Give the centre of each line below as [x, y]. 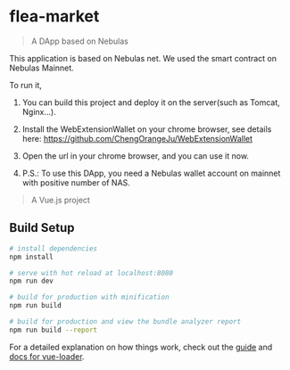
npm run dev [31, 281]
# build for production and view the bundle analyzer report [125, 322]
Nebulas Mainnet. [41, 68]
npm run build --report [54, 330]
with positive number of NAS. [76, 182]
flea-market [54, 16]
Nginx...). [39, 111]
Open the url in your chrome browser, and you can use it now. [136, 156]
